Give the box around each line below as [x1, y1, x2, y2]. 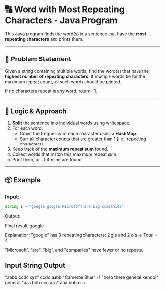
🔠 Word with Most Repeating [5, 4, 125, 15]
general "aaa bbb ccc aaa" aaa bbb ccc [5, 279, 85, 285]
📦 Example [5, 176, 41, 184]
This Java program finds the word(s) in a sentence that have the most [5, 31, 147, 37]
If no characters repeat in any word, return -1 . [5, 88, 97, 94]
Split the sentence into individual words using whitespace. [12, 120, 131, 126]
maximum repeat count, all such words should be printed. [5, 78, 122, 85]
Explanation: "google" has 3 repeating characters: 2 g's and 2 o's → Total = [5, 232, 158, 238]
